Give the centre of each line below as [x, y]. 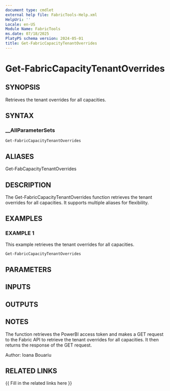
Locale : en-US [20, 24]
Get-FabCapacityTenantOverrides [41, 169]
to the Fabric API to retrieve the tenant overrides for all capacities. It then [82, 339]
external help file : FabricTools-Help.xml [51, 15]
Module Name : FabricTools [33, 29]
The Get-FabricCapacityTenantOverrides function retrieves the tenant [79, 197]
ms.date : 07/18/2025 [27, 34]
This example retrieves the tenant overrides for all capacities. [70, 244]
